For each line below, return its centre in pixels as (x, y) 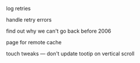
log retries (19, 8)
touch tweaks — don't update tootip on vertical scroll (70, 54)
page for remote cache (34, 42)
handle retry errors (29, 20)
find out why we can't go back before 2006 (59, 31)
